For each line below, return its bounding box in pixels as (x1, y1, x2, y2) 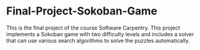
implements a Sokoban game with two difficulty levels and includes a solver (6, 30, 195, 37)
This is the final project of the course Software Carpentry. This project (6, 24, 181, 31)
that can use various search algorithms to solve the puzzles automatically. (6, 37, 190, 44)
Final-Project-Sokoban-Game (6, 4, 158, 18)
